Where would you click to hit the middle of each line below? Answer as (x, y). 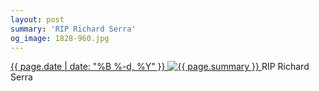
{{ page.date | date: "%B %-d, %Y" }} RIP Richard (160, 67)
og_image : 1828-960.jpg (60, 38)
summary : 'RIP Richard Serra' (73, 29)
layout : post (37, 19)
